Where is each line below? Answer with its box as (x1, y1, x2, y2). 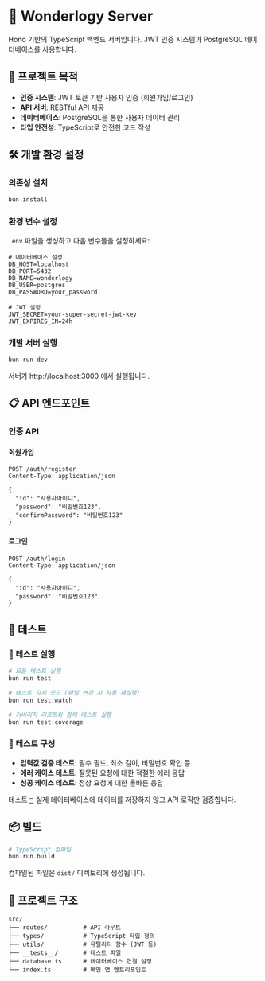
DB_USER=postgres (8, 281, 66, 289)
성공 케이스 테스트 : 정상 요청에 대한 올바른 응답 (19, 777, 164, 787)
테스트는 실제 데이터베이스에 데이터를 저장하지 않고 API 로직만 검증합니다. (8, 795, 236, 804)
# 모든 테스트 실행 (8, 668, 61, 675)
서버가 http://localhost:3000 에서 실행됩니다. (8, 371, 150, 380)
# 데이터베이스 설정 (8, 253, 63, 261)
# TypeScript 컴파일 (8, 845, 72, 854)
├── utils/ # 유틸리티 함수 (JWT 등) (8, 940, 158, 949)
